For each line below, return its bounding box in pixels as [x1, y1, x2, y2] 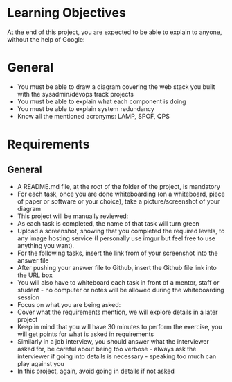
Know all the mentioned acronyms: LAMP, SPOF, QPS [17, 112, 170, 120]
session [17, 293, 40, 301]
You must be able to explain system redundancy [17, 104, 154, 113]
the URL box [17, 271, 53, 279]
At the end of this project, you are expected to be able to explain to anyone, [7, 28, 222, 36]
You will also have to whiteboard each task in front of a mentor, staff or [17, 278, 220, 286]
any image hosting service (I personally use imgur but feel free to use [17, 234, 216, 242]
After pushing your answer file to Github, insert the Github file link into [17, 263, 217, 272]
